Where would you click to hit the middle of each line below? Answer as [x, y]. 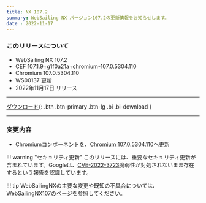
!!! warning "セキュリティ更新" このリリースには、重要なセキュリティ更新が [101, 157]
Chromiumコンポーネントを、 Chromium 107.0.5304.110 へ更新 [92, 144]
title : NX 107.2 [27, 12]
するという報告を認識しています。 [49, 172]
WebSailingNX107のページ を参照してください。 [66, 193]
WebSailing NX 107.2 [41, 59]
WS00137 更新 [33, 80]
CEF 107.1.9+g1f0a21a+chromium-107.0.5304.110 [76, 66]
